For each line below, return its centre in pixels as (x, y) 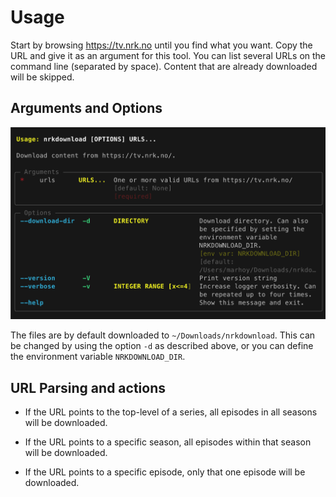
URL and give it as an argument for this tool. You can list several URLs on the (168, 55)
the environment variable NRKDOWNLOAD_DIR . (98, 357)
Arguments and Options (86, 108)
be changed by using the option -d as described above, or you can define (162, 346)
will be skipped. (42, 77)
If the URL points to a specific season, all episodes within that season (168, 442)
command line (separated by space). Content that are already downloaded (164, 66)
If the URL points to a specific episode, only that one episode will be (165, 472)
